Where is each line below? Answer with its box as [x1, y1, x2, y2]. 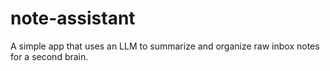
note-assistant [10, 7, 136, 30]
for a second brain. [10, 50, 89, 62]
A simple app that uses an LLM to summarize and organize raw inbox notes [10, 40, 320, 52]
